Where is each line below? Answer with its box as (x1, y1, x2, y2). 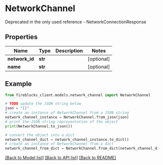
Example (5, 80, 32, 88)
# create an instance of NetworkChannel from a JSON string (5, 110, 130, 115)
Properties (5, 33, 38, 41)
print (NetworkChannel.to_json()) (5, 124, 73, 129)
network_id (7, 55, 34, 62)
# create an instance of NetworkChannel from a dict (5, 141, 114, 147)
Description (55, 47, 83, 54)
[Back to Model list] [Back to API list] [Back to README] (5, 155, 116, 161)
